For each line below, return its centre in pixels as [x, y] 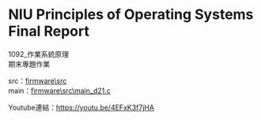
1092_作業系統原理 [39, 54]
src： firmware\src [38, 81]
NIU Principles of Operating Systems [131, 15]
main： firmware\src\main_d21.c [59, 90]
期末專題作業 [29, 64]
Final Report [49, 31]
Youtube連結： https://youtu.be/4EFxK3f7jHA [81, 107]
